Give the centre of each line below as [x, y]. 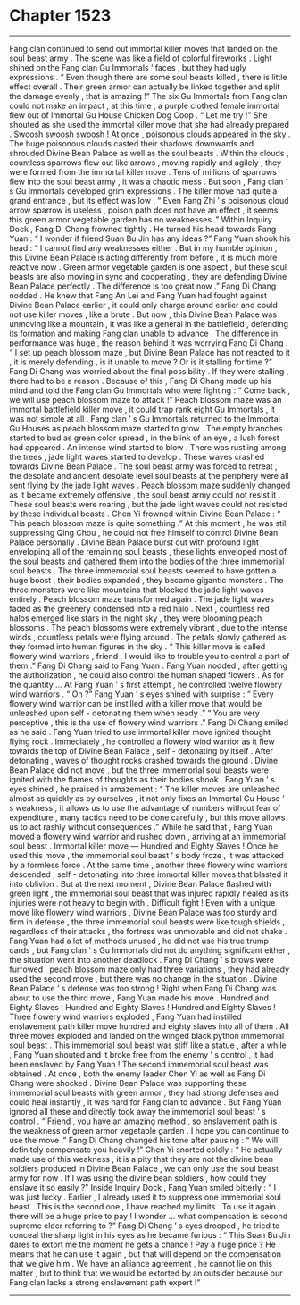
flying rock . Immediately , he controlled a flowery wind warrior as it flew [142, 741]
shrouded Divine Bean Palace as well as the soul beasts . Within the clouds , [149, 153]
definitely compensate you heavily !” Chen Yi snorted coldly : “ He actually [146, 1150]
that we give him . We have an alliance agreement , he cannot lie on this [141, 1263]
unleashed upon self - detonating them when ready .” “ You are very [135, 713]
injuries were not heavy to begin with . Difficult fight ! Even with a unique [142, 902]
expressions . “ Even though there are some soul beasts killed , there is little [148, 77]
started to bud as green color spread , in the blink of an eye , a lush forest [144, 438]
